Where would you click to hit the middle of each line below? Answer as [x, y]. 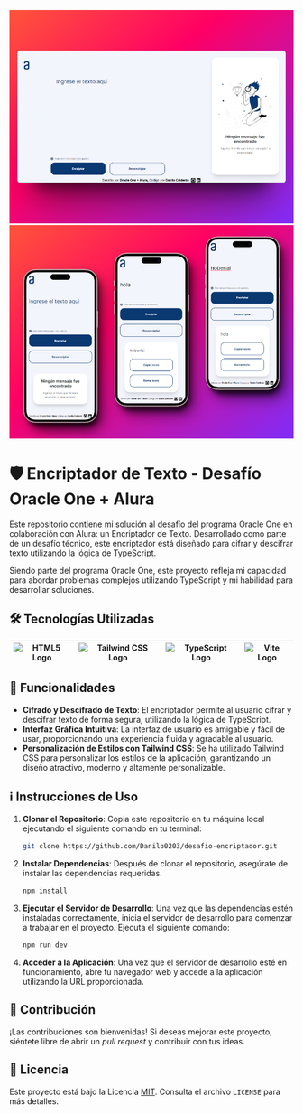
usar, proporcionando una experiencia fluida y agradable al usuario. [148, 738]
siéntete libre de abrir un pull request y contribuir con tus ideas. [127, 1041]
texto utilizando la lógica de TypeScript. [83, 553]
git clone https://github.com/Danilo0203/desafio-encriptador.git [150, 847]
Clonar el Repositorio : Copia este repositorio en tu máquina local [143, 819]
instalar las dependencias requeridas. [92, 874]
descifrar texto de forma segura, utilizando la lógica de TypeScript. [147, 719]
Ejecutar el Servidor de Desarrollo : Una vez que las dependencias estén [158, 908]
